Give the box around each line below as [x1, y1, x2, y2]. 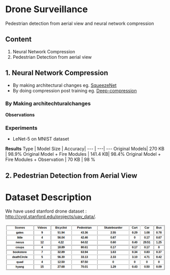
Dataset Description [5, 191, 92, 203]
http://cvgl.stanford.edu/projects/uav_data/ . [5, 214, 97, 220]
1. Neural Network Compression [5, 68, 108, 77]
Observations [5, 112, 35, 118]
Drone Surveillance [5, 4, 88, 15]
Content [5, 35, 32, 44]
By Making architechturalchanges [5, 100, 91, 107]
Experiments [5, 124, 38, 131]
